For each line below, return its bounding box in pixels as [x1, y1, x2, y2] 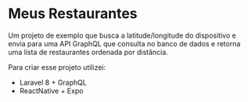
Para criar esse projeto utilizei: [8, 62, 106, 71]
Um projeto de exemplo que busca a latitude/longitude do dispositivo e [8, 31, 236, 40]
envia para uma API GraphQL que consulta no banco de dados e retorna [8, 38, 241, 48]
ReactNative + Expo [19, 86, 84, 95]
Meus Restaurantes [8, 5, 138, 23]
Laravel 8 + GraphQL [19, 78, 88, 87]
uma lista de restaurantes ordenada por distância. [8, 47, 168, 56]
